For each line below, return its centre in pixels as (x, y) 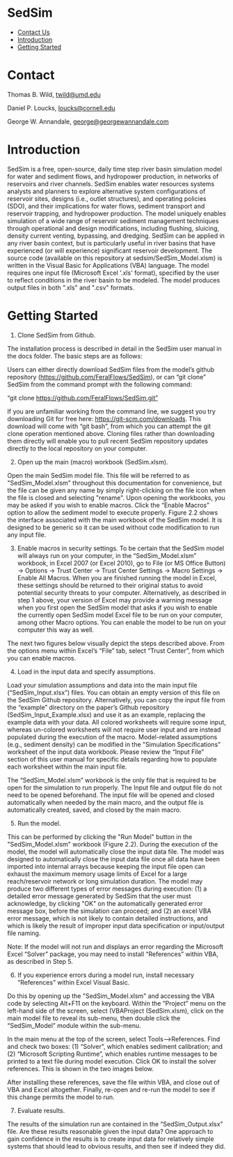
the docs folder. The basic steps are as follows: (75, 356)
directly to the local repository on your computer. (77, 448)
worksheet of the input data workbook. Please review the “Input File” (106, 752)
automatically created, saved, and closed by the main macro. (95, 810)
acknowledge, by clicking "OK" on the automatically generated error (105, 903)
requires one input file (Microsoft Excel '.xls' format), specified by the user (113, 273)
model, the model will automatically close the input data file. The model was (116, 852)
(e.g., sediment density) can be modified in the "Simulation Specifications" (114, 744)
